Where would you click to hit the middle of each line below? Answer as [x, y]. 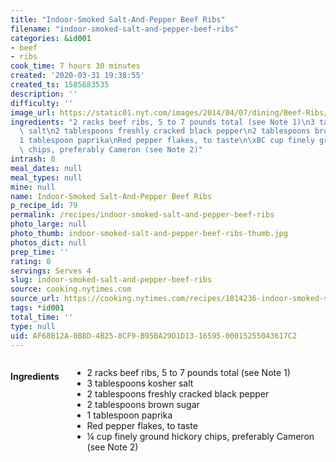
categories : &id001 [51, 38]
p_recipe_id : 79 [44, 206]
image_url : [33, 112]
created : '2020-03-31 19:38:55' [77, 76]
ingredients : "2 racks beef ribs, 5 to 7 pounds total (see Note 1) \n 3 [162, 122]
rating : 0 [31, 261]
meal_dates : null [46, 168]
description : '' [44, 94]
